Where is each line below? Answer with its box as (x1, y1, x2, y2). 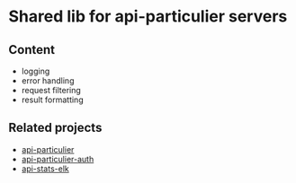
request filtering (21, 85, 82, 95)
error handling (21, 75, 75, 86)
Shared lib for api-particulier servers (8, 6, 288, 27)
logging (21, 65, 50, 76)
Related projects (8, 120, 103, 135)
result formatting (21, 94, 84, 105)
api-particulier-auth (21, 153, 94, 164)
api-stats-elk (21, 163, 69, 174)
